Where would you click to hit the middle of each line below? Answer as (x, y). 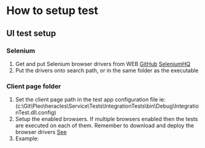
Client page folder (34, 86)
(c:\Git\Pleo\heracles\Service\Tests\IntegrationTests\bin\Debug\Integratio (107, 106)
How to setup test (52, 11)
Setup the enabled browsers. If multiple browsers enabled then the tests (106, 119)
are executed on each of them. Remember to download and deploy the (105, 125)
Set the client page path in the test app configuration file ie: (90, 100)
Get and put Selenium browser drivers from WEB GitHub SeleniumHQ (103, 64)
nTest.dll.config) (36, 113)
